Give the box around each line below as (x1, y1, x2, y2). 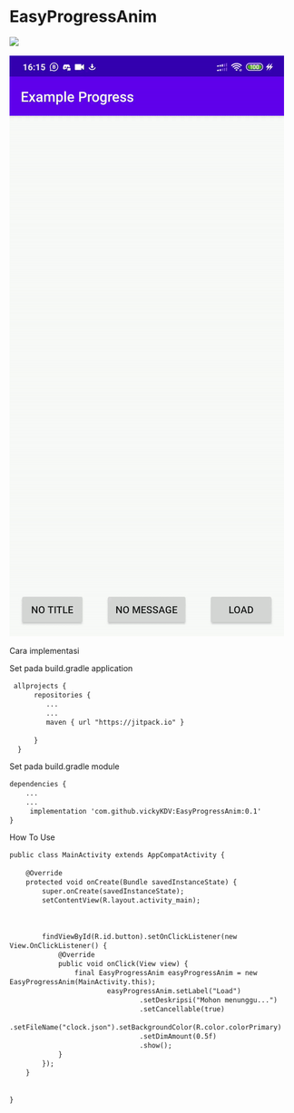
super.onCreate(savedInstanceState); (42, 886, 184, 895)
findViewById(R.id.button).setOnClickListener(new (42, 932, 238, 941)
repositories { (33, 690, 92, 699)
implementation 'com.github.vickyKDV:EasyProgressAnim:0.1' (29, 806, 261, 815)
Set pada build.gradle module (9, 760, 120, 772)
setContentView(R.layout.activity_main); (42, 895, 201, 904)
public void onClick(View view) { (57, 959, 189, 968)
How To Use (9, 832, 56, 843)
